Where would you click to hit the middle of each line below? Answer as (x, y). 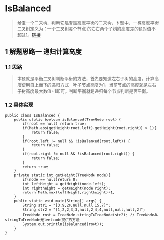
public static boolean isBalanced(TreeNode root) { (68, 120)
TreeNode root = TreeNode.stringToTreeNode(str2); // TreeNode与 (90, 215)
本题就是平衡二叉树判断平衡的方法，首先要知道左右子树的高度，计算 (86, 78)
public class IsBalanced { (33, 115)
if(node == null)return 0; (50, 179)
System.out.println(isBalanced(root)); (63, 224)
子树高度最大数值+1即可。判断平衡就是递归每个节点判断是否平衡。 (84, 91)
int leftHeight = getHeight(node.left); (64, 184)
